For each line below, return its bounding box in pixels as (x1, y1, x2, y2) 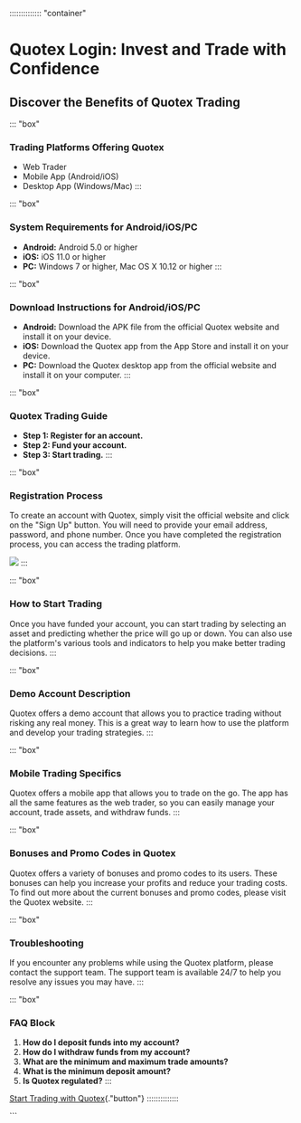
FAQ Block (9, 1016, 56, 1029)
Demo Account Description (9, 687, 131, 699)
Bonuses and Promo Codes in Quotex (9, 847, 176, 860)
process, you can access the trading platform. (9, 538, 181, 550)
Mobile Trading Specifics (9, 767, 122, 779)
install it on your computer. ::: (22, 369, 131, 380)
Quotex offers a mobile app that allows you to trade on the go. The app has (9, 787, 289, 799)
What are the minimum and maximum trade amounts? (22, 1056, 229, 1067)
